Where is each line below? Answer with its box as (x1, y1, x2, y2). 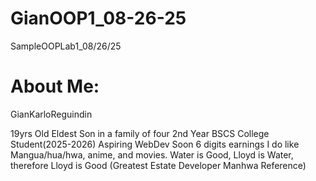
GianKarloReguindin (10, 108, 93, 120)
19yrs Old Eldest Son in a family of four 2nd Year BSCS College (10, 127, 270, 139)
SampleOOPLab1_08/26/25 (10, 40, 122, 52)
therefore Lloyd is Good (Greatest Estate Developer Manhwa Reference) (10, 159, 307, 171)
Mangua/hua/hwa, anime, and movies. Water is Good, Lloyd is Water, (10, 148, 294, 161)
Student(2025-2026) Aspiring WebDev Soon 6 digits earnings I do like (10, 138, 300, 150)
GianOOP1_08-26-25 (10, 7, 187, 30)
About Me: (10, 75, 100, 98)
